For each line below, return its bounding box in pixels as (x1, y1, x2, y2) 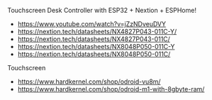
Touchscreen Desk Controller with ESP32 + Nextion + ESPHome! (7, 6, 197, 14)
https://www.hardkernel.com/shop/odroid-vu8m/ (17, 77, 161, 86)
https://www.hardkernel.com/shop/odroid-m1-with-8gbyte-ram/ (17, 85, 205, 93)
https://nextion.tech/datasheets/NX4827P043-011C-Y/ (17, 28, 177, 35)
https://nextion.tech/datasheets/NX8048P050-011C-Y (17, 43, 175, 50)
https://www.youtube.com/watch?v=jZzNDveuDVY (17, 20, 167, 28)
